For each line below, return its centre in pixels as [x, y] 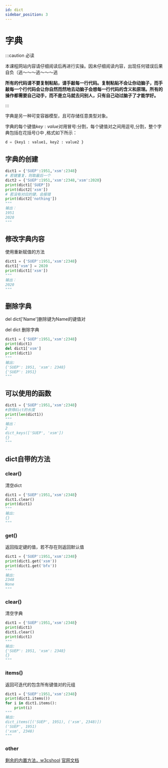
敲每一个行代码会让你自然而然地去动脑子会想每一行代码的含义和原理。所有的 [84, 89]
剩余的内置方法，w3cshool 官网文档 [42, 760]
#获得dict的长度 [20, 410]
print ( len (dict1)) [24, 414]
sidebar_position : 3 [27, 15]
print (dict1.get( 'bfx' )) [31, 566]
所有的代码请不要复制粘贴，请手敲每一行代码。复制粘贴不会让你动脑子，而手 [84, 83]
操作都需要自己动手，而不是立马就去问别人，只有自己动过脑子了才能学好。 [82, 96]
